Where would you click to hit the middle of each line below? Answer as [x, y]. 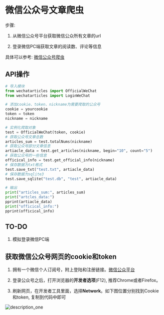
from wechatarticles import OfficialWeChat [51, 91]
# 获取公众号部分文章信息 [28, 146]
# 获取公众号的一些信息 [26, 156]
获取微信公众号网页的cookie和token [61, 257]
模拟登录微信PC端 [31, 239]
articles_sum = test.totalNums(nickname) [49, 141]
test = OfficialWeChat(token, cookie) [45, 132]
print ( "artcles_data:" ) [30, 197]
